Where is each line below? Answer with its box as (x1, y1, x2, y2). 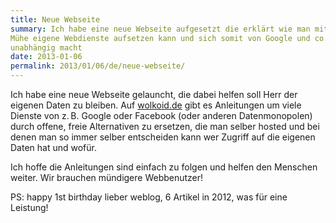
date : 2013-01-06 (10, 52, 83, 62)
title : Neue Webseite (10, 14, 101, 25)
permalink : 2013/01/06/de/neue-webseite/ (10, 61, 186, 71)
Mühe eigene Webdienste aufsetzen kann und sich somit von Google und (10, 33, 311, 43)
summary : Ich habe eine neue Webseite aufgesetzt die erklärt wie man (10, 24, 311, 34)
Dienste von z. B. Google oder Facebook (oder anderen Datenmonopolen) (10, 110, 313, 121)
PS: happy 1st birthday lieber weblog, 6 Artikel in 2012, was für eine (10, 191, 288, 203)
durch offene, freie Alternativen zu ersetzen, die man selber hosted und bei (10, 121, 320, 132)
